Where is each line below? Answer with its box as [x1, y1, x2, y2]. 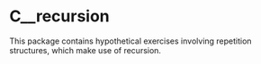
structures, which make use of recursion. [9, 44, 162, 55]
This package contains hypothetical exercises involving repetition [9, 36, 252, 46]
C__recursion [9, 6, 110, 27]
